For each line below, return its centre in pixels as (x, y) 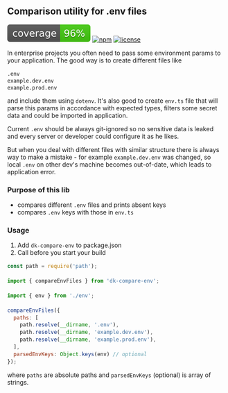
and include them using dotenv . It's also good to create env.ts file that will (113, 101)
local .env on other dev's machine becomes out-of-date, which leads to (109, 164)
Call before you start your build (61, 253)
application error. (32, 172)
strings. (18, 382)
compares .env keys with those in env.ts (75, 212)
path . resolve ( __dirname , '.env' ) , (69, 325)
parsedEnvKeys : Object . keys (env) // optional (80, 354)
